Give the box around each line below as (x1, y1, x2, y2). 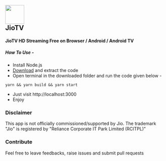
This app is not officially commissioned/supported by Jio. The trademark (5, 121, 156, 127)
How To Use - (5, 49, 34, 55)
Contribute (5, 138, 33, 145)
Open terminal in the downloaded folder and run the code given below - (12, 72, 162, 78)
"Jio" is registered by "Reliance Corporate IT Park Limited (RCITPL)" (5, 126, 146, 132)
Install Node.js (12, 62, 42, 68)
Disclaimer (5, 109, 32, 116)
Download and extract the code (12, 67, 78, 73)
